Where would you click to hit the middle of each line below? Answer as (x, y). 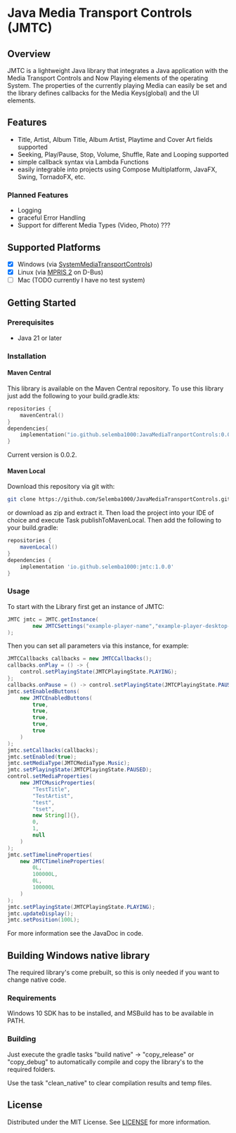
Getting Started (42, 302)
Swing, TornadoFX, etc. (51, 176)
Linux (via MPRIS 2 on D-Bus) (60, 272)
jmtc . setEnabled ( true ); (42, 757)
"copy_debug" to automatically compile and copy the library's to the (105, 1061)
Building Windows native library (79, 956)
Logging (29, 210)
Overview (29, 54)
